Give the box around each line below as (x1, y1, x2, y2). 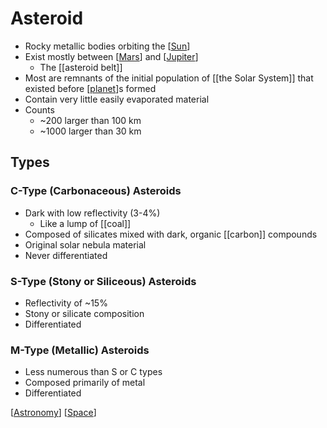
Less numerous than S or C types (24, 366, 163, 378)
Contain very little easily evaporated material (24, 93, 210, 105)
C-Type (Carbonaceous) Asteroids (10, 184, 182, 198)
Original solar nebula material (24, 238, 147, 251)
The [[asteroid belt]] (39, 61, 123, 73)
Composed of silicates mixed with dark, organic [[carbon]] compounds (24, 228, 318, 240)
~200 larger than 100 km (39, 114, 142, 126)
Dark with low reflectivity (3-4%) (24, 207, 161, 219)
